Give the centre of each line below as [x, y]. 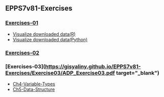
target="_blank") [138, 72]
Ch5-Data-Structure [34, 89]
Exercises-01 [22, 23]
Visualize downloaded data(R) [44, 34]
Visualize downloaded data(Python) [50, 39]
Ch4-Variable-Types [34, 84]
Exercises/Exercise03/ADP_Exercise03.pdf [60, 72]
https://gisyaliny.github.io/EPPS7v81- [93, 66]
